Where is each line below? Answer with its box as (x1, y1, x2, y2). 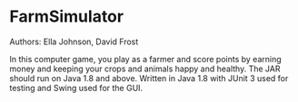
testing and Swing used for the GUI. (9, 82, 144, 93)
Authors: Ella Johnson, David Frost (9, 36, 139, 47)
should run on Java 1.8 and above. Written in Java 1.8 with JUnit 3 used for (9, 72, 289, 83)
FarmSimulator (9, 6, 124, 27)
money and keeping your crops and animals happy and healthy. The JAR (9, 63, 281, 74)
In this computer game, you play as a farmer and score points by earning (9, 53, 282, 64)
